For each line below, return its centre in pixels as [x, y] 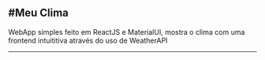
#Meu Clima [39, 13]
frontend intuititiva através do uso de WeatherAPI [88, 40]
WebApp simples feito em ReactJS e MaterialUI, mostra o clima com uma [127, 32]
